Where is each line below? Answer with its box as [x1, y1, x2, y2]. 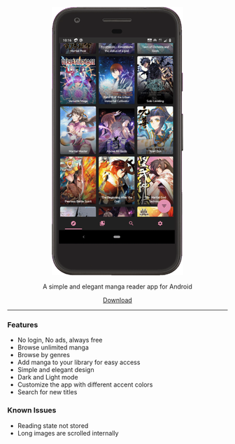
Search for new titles [17, 388, 78, 396]
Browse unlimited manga [17, 343, 90, 352]
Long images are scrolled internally [17, 429, 119, 437]
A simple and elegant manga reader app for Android [43, 282, 192, 291]
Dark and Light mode [17, 373, 78, 382]
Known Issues [7, 405, 57, 415]
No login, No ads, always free [17, 336, 103, 345]
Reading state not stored [17, 421, 89, 430]
